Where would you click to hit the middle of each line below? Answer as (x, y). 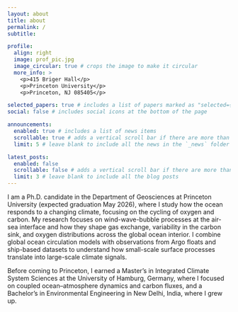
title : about (27, 21)
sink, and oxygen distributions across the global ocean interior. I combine (114, 235)
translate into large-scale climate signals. (67, 257)
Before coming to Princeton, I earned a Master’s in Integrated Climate (108, 271)
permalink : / (27, 27)
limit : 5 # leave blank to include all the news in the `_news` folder (122, 144)
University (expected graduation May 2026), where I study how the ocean (115, 204)
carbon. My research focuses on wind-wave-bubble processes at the (109, 219)
